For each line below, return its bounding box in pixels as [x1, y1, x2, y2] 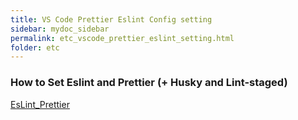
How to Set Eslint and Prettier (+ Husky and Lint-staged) [10, 76, 288, 90]
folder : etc [10, 42, 60, 53]
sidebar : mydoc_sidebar [10, 24, 110, 34]
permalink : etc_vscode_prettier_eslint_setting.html [10, 33, 235, 43]
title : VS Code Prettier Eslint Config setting [10, 14, 213, 25]
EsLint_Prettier [10, 98, 70, 110]
